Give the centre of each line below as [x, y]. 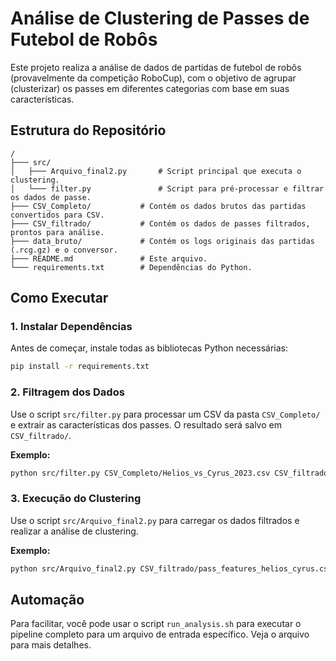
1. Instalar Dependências [71, 327]
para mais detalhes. [51, 645]
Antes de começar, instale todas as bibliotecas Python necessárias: [149, 348]
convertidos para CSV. [57, 215]
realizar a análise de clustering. [74, 531]
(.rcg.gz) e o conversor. [64, 250]
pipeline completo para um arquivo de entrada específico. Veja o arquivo [160, 634]
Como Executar [59, 298]
